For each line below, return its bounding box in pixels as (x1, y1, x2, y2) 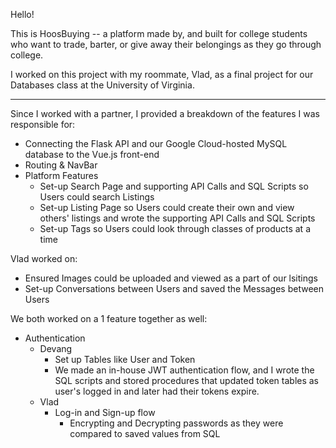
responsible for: (10, 119, 76, 130)
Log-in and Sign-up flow (54, 407, 156, 418)
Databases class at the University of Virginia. (10, 79, 195, 91)
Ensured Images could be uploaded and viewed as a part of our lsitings (24, 272, 318, 284)
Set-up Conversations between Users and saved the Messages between (24, 283, 324, 294)
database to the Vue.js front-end (24, 149, 160, 160)
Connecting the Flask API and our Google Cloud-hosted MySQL (24, 138, 288, 149)
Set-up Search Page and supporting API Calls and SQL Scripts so (39, 180, 309, 192)
